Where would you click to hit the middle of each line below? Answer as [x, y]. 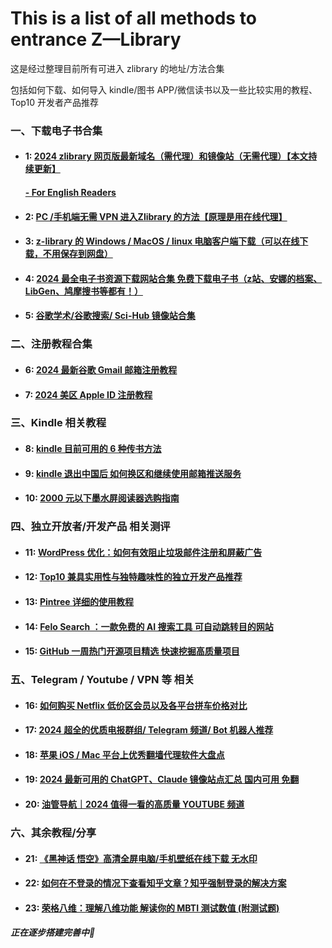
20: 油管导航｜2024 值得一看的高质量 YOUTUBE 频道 [134, 804]
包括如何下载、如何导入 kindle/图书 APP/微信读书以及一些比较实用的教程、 [164, 89]
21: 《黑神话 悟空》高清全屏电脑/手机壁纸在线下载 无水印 [141, 858]
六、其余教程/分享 [53, 832]
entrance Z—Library [96, 39]
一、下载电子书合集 [56, 130]
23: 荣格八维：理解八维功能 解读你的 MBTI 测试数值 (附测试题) [152, 908]
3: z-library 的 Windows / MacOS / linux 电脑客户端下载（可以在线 [162, 241]
